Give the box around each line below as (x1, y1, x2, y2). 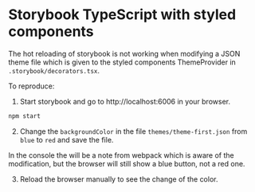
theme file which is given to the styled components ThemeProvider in (8, 57, 237, 67)
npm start (8, 112, 41, 120)
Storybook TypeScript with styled (8, 6, 237, 24)
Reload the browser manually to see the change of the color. (19, 174, 218, 184)
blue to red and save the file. (19, 135, 114, 144)
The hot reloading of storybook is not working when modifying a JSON (8, 49, 241, 58)
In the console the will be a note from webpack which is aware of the (8, 150, 234, 160)
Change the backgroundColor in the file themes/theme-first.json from (19, 126, 248, 136)
